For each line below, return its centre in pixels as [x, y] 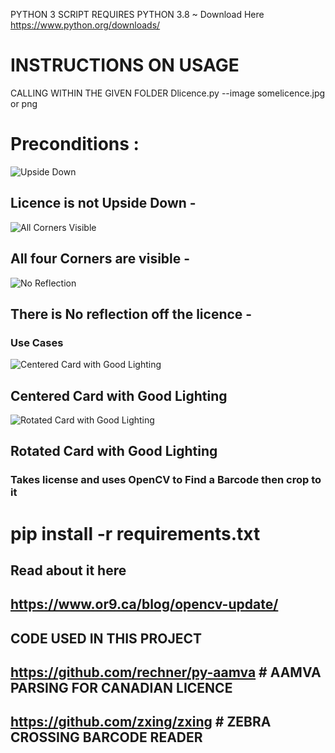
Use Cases [37, 342]
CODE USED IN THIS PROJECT [106, 638]
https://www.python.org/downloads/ [85, 25]
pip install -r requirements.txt [135, 533]
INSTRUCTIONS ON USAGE [125, 65]
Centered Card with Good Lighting [119, 395]
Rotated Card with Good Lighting [114, 451]
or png [24, 103]
